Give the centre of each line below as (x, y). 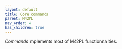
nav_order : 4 (18, 23)
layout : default (21, 9)
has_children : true (25, 28)
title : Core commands (27, 14)
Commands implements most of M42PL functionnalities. (61, 41)
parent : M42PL (19, 18)
